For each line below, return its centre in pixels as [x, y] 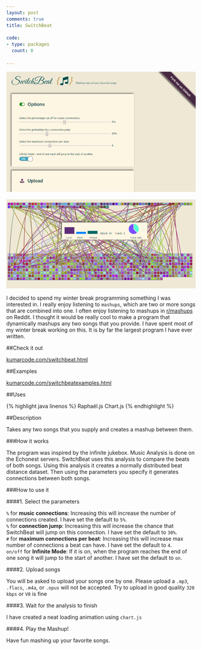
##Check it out [25, 348]
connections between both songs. [49, 478]
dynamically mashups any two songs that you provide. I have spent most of [100, 323]
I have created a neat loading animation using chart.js [74, 617]
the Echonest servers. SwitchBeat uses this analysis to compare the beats [98, 459]
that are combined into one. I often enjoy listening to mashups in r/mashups [99, 311]
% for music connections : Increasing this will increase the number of [91, 513]
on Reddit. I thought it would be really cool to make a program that [88, 317]
